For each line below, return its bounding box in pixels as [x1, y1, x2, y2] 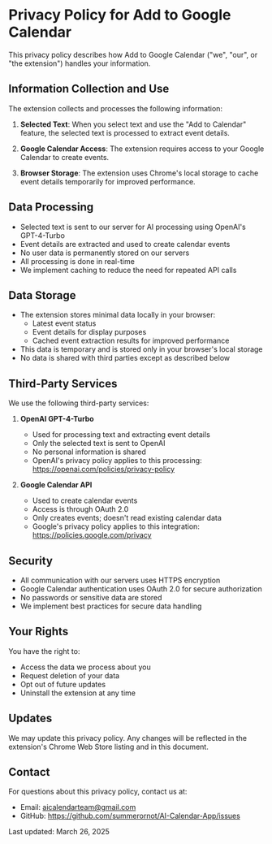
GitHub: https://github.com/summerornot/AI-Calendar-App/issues [19, 811, 241, 821]
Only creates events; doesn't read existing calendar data [32, 513, 222, 523]
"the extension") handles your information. [8, 58, 151, 68]
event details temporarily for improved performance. [19, 176, 196, 186]
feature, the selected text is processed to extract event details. [19, 128, 230, 137]
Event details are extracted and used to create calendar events [19, 239, 231, 249]
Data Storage [8, 288, 76, 302]
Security [8, 554, 53, 568]
